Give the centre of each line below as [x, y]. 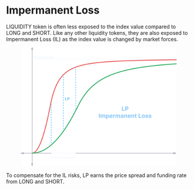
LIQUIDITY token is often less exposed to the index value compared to [91, 27]
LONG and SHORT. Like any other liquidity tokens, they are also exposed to [97, 32]
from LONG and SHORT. [35, 182]
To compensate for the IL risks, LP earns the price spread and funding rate [96, 175]
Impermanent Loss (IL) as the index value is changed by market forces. [92, 39]
